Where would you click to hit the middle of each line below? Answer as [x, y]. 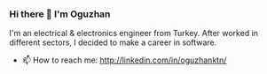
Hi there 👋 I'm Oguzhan [60, 14]
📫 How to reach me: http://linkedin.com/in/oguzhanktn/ [124, 60]
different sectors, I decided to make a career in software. [113, 42]
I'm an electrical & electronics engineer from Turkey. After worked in [134, 33]
